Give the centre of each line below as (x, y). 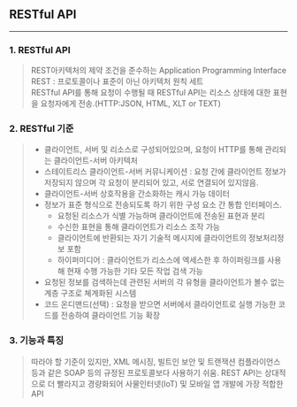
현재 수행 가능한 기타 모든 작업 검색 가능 (135, 271)
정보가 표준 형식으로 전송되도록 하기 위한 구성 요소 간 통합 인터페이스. (163, 205)
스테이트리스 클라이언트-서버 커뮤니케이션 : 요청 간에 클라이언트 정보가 (165, 172)
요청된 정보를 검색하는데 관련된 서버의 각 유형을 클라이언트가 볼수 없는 (164, 282)
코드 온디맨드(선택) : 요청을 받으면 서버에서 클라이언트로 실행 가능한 (160, 304)
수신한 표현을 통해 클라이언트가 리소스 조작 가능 (139, 227)
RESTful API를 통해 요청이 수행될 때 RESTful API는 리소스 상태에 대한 (151, 93)
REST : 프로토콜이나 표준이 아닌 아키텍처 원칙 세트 (117, 81)
